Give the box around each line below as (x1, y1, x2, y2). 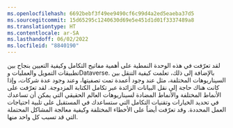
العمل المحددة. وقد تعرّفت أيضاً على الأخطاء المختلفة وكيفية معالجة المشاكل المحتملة (7, 105, 227, 113)
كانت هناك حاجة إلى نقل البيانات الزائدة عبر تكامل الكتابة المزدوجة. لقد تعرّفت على (7, 84, 220, 91)
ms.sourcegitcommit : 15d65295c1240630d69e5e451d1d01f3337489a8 (7, 17, 195, 24)
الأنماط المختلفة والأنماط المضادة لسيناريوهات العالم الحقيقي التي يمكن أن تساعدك (7, 91, 221, 99)
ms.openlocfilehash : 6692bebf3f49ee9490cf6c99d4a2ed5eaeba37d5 (7, 10, 195, 17)
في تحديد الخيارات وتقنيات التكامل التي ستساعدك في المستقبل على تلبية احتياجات (7, 98, 219, 106)
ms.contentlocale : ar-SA (7, 29, 79, 37)
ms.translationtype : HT (7, 23, 77, 30)
